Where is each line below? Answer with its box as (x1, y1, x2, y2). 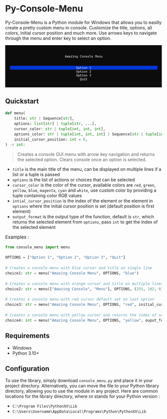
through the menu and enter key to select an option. (5, 35, 112, 41)
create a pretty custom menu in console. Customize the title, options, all (5, 24, 153, 30)
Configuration (5, 364, 50, 373)
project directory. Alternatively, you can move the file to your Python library (5, 383, 159, 389)
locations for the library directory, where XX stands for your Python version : (5, 393, 160, 400)
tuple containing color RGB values (12, 192, 82, 199)
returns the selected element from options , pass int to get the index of (12, 219, 158, 225)
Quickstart (5, 97, 39, 106)
